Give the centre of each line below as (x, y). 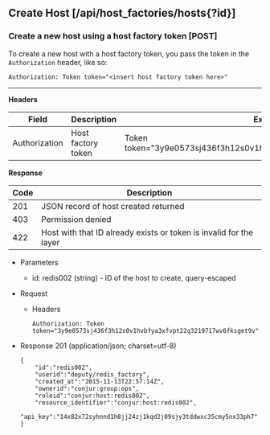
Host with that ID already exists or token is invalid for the (147, 232)
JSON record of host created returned (113, 206)
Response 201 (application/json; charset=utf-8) (98, 346)
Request (34, 293)
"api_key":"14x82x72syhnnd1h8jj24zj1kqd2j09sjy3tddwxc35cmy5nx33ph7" (139, 417)
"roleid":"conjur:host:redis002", (92, 396)
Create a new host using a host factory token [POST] (113, 36)
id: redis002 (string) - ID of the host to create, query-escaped (134, 277)
